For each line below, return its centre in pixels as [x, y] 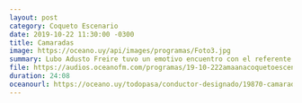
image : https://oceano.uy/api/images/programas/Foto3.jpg [120, 51]
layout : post [34, 17]
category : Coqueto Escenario [64, 26]
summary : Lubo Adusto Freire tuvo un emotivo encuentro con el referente [151, 59]
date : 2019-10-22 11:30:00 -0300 [72, 34]
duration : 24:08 [40, 76]
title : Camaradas [42, 43]
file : [19, 68]
